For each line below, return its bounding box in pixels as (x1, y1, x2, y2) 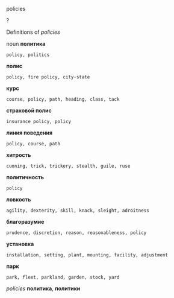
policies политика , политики (6, 285, 81, 292)
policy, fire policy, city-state (6, 74, 90, 80)
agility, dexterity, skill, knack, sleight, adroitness (6, 208, 149, 214)
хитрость (6, 151, 31, 159)
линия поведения (6, 129, 53, 136)
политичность (6, 174, 44, 180)
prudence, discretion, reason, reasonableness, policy (6, 230, 147, 236)
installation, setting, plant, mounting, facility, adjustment (6, 252, 169, 258)
